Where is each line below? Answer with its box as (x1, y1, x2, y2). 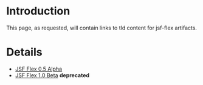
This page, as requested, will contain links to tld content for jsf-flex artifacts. (6, 24, 198, 31)
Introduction (6, 4, 71, 18)
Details (6, 45, 43, 59)
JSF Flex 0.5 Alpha (15, 65, 63, 72)
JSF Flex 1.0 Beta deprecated (15, 71, 90, 79)
